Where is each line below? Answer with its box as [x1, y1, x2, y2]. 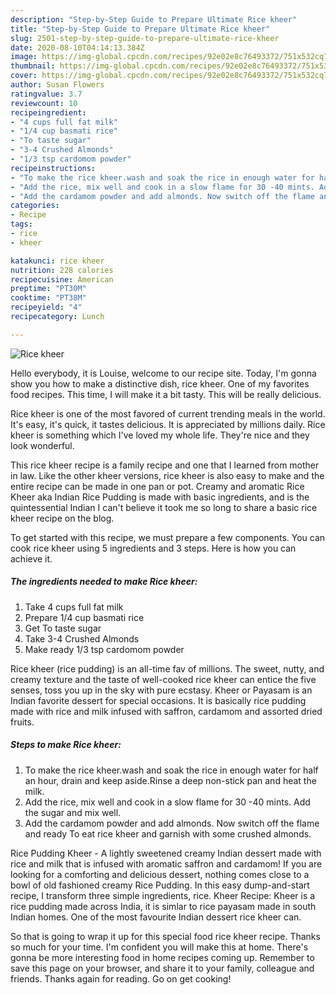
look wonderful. [10, 439, 75, 451]
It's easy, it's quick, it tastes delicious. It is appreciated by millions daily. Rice [10, 418, 326, 430]
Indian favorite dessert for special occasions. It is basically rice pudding [10, 694, 307, 706]
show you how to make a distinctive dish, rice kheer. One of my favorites [10, 377, 310, 390]
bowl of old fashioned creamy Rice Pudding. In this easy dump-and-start [10, 879, 310, 891]
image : [10, 52, 38, 62]
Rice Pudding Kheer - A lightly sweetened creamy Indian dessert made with [10, 847, 322, 859]
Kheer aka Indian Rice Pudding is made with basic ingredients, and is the [10, 491, 310, 503]
